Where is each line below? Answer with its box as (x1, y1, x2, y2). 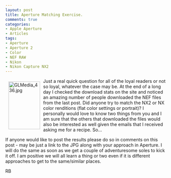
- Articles (5, 31, 28, 36)
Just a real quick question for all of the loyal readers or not (43, 78, 166, 84)
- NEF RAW (5, 54, 26, 60)
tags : (5, 36, 17, 41)
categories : (5, 21, 31, 27)
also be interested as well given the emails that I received (43, 122, 163, 128)
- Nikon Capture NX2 (5, 64, 49, 69)
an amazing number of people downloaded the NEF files (43, 95, 161, 101)
